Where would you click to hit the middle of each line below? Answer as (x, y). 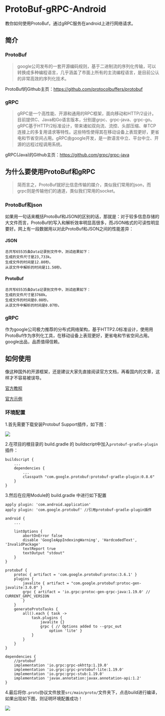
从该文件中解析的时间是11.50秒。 (34, 267)
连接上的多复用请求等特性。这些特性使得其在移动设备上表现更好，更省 (88, 132)
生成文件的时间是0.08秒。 (28, 300)
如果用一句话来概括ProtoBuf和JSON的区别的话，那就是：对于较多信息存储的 (82, 217)
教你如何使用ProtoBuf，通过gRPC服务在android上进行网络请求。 (70, 23)
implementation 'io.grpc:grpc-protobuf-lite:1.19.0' (69, 670)
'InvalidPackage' (23, 544)
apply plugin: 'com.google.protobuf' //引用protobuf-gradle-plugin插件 (79, 510)
